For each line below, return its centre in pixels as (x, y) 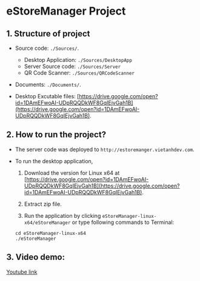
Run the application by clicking (62, 215)
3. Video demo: (36, 257)
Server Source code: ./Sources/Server (72, 66)
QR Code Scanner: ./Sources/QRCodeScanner (79, 73)
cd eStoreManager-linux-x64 (50, 233)
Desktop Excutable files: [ (47, 96)
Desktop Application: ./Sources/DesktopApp (78, 60)
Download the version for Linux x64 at (72, 173)
